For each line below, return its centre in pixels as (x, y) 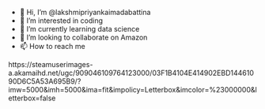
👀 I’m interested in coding (61, 21)
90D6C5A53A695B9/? (45, 81)
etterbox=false (32, 98)
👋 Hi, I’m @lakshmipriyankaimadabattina (85, 12)
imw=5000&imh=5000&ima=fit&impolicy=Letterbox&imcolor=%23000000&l (132, 90)
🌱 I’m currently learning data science (79, 29)
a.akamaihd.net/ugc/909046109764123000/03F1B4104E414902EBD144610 (131, 73)
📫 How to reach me (52, 46)
